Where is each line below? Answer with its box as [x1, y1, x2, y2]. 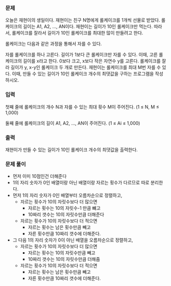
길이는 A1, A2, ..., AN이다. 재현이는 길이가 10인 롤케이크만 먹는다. [22, 23, 153, 30]
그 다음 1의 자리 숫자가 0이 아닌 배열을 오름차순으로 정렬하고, [12, 237, 133, 243]
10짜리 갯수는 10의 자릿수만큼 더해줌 [28, 256, 101, 263]
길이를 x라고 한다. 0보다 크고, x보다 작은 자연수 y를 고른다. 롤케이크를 [22, 58, 161, 64]
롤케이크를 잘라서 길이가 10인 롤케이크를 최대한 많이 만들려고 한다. [12, 30, 143, 36]
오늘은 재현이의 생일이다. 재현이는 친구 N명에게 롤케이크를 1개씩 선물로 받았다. [5, 17, 160, 23]
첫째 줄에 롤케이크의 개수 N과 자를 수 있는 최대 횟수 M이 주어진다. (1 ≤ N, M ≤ [5, 104, 159, 110]
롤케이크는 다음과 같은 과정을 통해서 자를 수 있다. [5, 41, 102, 47]
